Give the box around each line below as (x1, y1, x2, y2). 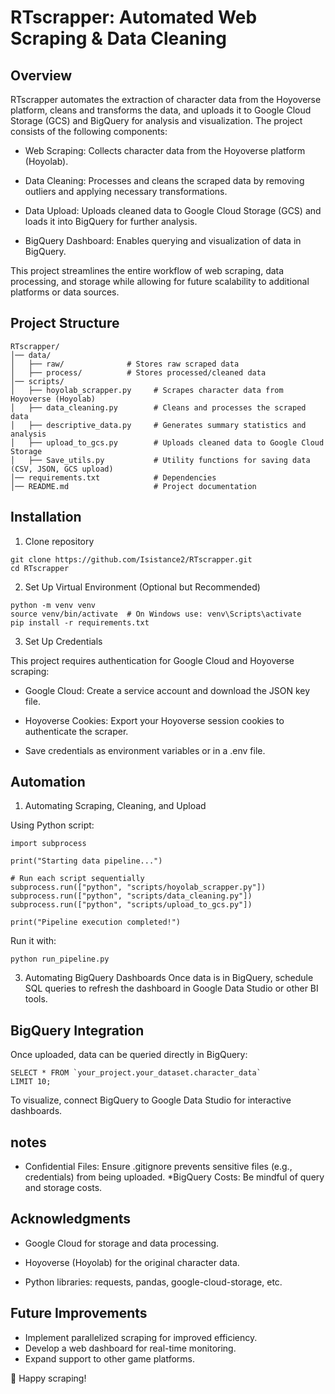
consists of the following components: (10, 126, 168, 137)
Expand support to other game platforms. (24, 1352, 196, 1365)
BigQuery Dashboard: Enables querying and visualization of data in (24, 235, 302, 246)
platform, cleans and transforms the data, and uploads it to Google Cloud (10, 104, 312, 116)
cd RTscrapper (10, 563, 70, 573)
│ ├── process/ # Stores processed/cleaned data (10, 367, 267, 378)
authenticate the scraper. (24, 725, 129, 737)
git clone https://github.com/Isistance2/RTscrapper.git (10, 554, 253, 565)
